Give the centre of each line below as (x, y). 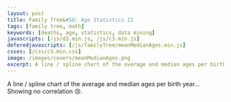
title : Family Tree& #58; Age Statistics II (70, 20)
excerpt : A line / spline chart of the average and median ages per (107, 64)
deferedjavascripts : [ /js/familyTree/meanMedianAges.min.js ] (97, 45)
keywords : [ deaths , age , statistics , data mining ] (81, 33)
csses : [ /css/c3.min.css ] (44, 52)
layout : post (26, 13)
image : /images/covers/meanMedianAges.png (69, 58)
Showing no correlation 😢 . (45, 91)
